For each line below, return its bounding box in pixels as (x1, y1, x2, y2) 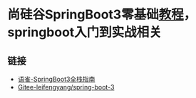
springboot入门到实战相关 (7, 24, 162, 40)
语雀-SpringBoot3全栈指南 (17, 75, 96, 83)
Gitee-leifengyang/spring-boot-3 (17, 83, 115, 91)
